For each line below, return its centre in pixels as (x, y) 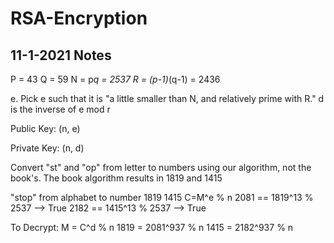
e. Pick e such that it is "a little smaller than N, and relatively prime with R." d (167, 98)
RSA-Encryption (79, 18)
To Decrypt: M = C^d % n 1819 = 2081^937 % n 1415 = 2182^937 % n (152, 227)
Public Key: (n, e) (45, 128)
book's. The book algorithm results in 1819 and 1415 (116, 178)
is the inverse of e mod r (60, 109)
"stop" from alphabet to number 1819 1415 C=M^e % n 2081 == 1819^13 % (162, 197)
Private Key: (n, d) (47, 148)
